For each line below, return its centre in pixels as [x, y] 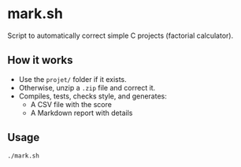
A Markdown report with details [82, 113]
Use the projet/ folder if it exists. [72, 79]
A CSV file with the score [71, 104]
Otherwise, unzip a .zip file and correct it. [87, 87]
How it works [40, 60]
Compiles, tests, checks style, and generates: [93, 96]
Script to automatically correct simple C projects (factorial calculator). [120, 35]
